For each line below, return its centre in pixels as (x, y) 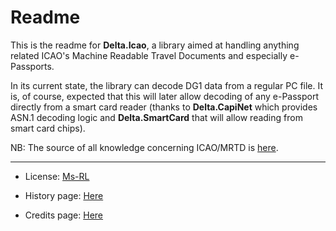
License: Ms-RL (57, 176)
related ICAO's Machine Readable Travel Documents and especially (149, 55)
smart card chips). (48, 128)
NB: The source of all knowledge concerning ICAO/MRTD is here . (144, 147)
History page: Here (64, 195)
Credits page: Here (64, 215)
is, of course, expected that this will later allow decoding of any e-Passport (165, 96)
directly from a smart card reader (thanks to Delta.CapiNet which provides (164, 107)
